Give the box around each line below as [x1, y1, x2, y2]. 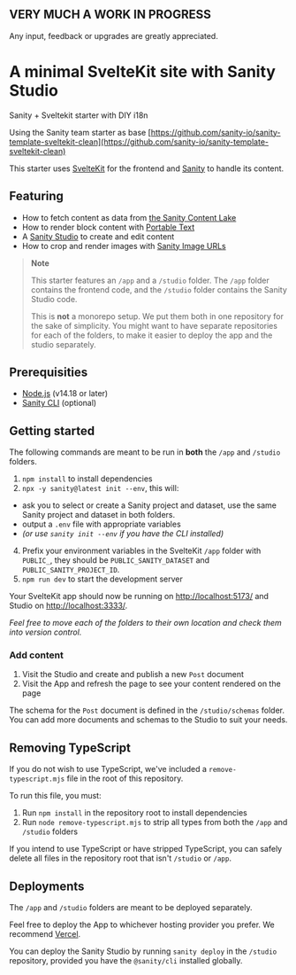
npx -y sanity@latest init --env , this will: [21, 483, 179, 494]
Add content [9, 649, 64, 661]
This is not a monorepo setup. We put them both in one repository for [30, 310, 285, 322]
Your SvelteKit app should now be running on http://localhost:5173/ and [9, 591, 269, 602]
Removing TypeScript [9, 740, 131, 755]
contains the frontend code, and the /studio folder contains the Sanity [30, 284, 287, 295]
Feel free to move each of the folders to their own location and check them [9, 618, 283, 628]
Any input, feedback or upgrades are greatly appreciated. [9, 30, 218, 41]
